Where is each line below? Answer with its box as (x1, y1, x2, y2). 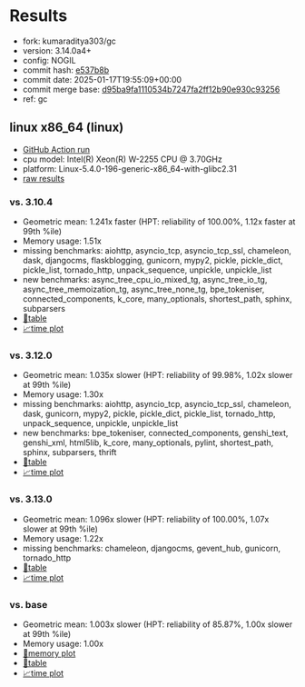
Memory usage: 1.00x (22, 638, 104, 649)
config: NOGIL (22, 55, 76, 65)
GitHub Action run (22, 144, 91, 154)
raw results (22, 173, 65, 184)
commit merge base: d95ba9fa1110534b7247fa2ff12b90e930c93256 (22, 84, 280, 95)
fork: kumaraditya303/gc (22, 35, 116, 46)
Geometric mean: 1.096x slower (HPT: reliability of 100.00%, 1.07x (22, 513, 270, 524)
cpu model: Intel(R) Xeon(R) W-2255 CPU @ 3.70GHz (22, 154, 222, 164)
